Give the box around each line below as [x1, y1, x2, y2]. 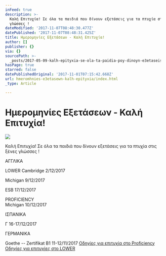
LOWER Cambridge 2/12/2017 [5, 167, 66, 174]
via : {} [5, 49, 21, 54]
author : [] [5, 40, 28, 45]
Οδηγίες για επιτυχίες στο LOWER [5, 245, 76, 251]
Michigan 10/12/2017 [5, 201, 47, 207]
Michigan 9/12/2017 [5, 177, 45, 183]
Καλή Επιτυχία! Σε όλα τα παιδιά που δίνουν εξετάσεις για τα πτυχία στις [5, 143, 157, 149]
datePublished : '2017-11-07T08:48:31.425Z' [5, 30, 96, 35]
